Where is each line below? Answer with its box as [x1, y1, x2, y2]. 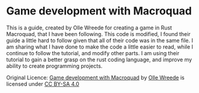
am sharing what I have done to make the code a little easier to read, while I [6, 43, 194, 50]
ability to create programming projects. [6, 62, 103, 70]
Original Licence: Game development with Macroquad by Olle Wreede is [6, 74, 185, 81]
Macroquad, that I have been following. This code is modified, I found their [6, 30, 191, 37]
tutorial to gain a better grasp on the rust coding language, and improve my [6, 56, 192, 63]
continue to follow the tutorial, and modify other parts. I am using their [6, 49, 180, 56]
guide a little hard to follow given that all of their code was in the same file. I [6, 37, 194, 44]
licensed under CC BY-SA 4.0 [6, 80, 79, 88]
